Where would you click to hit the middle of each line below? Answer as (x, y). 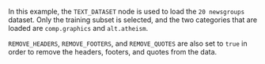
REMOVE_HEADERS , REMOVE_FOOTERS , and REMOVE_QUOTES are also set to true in (128, 43)
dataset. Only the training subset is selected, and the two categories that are (133, 20)
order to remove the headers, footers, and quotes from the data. (113, 52)
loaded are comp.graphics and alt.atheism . (78, 28)
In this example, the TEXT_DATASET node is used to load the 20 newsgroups (127, 11)
